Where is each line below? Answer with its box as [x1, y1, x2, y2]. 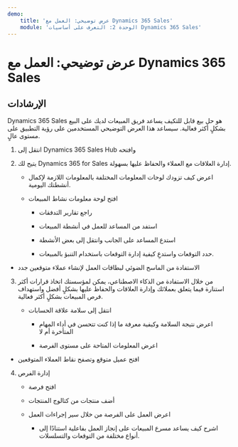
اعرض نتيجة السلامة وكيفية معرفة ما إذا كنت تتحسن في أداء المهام [38, 320, 213, 328]
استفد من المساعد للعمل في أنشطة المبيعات [38, 222, 158, 231]
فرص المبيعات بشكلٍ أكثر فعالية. [17, 293, 103, 301]
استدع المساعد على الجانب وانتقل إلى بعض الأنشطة [38, 236, 176, 244]
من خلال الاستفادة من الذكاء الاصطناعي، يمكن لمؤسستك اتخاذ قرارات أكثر [17, 277, 213, 285]
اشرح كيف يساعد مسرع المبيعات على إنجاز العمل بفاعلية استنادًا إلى [38, 424, 219, 433]
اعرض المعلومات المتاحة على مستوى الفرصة [38, 341, 158, 349]
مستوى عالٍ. [7, 132, 40, 140]
